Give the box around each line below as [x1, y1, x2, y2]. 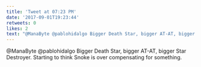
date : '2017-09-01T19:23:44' [6, 14, 79, 20]
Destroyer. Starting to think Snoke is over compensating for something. [6, 54, 182, 61]
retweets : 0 [6, 20, 36, 26]
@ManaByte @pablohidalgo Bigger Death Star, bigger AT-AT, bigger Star [6, 47, 187, 54]
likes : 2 [6, 25, 28, 32]
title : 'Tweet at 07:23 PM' [6, 8, 77, 15]
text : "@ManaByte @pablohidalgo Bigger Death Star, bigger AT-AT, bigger [6, 31, 196, 37]
